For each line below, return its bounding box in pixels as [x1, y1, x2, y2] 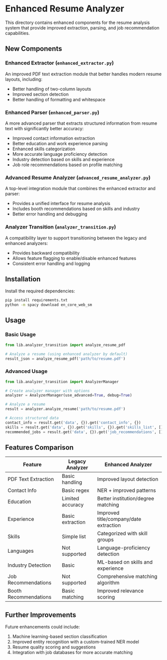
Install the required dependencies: [5, 288, 76, 294]
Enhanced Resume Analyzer [5, 3, 124, 14]
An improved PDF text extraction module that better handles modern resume [5, 71, 162, 77]
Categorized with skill [97, 530, 148, 537]
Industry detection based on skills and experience [12, 156, 115, 162]
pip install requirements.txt [5, 298, 68, 303]
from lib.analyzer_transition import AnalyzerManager [5, 379, 119, 384]
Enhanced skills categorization [12, 146, 76, 152]
